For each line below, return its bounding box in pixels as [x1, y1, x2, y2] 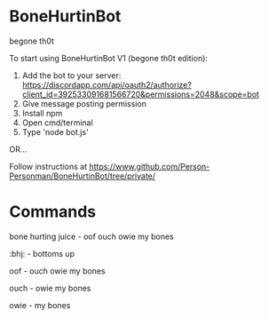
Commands [9, 202, 97, 222]
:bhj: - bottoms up [9, 248, 75, 259]
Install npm [21, 108, 63, 118]
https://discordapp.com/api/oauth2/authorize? [21, 79, 193, 90]
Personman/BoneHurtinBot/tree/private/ [9, 171, 156, 181]
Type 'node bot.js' [21, 126, 89, 137]
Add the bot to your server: [21, 69, 122, 81]
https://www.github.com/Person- [88, 161, 210, 171]
